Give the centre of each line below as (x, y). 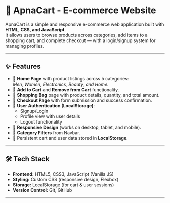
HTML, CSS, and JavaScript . (35, 29)
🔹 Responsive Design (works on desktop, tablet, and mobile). (77, 127)
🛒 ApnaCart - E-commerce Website (81, 10)
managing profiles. (25, 46)
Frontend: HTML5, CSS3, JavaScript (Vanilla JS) (63, 174)
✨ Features (23, 67)
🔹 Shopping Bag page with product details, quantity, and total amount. (86, 95)
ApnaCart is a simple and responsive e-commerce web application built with (85, 24)
